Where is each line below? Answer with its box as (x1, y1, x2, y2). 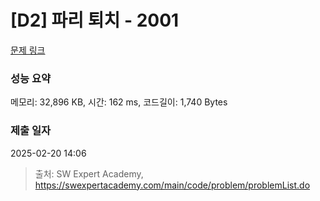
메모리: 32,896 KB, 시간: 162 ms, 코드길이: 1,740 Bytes (10, 96, 228, 108)
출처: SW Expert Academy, (34, 167, 144, 180)
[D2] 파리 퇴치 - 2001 (10, 9, 180, 32)
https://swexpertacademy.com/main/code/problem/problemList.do (34, 179, 311, 191)
